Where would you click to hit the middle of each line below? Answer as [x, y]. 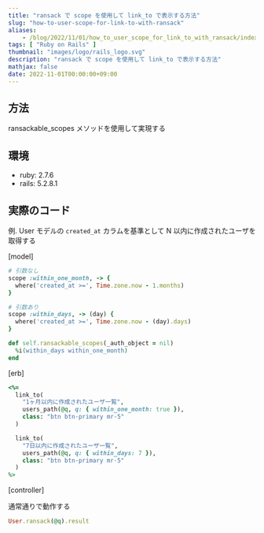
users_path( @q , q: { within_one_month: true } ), [103, 410]
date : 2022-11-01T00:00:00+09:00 [63, 74]
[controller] [26, 490]
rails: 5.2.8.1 [38, 184]
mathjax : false [33, 67]
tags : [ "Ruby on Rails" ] [52, 45]
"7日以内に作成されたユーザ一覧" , [70, 445]
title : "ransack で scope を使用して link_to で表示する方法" [104, 15]
